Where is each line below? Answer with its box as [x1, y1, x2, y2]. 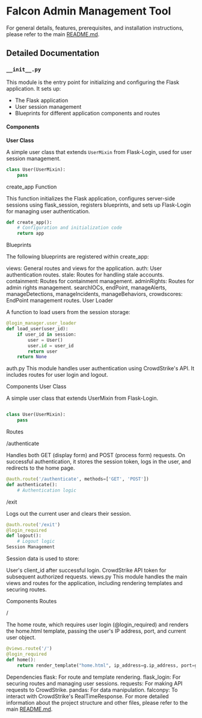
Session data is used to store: [6, 555, 80, 562]
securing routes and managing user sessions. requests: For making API [6, 679, 183, 687]
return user [28, 348, 58, 354]
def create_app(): [6, 219, 52, 225]
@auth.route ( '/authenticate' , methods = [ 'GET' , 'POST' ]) [6, 476, 149, 482]
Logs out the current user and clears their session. [6, 510, 131, 517]
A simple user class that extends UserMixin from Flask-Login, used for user [6, 148, 192, 155]
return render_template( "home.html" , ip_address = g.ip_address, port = [17, 662, 195, 668]
